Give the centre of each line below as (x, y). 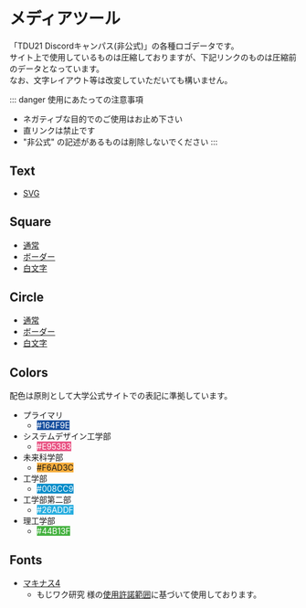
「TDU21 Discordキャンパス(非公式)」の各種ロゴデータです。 (124, 46)
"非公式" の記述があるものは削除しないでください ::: (120, 142)
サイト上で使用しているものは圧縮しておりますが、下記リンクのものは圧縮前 (153, 57)
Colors (29, 373)
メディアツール (65, 19)
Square (31, 222)
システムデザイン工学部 (67, 436)
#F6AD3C (55, 468)
